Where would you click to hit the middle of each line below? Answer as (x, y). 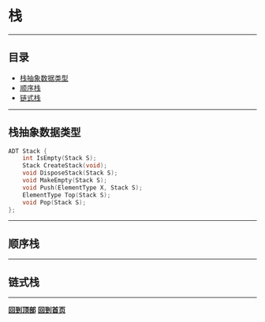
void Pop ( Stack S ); (54, 202)
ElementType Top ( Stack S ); (67, 195)
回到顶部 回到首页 (37, 310)
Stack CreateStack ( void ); (65, 166)
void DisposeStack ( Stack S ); (70, 173)
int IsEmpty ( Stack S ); (60, 159)
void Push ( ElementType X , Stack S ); (83, 187)
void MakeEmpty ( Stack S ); (65, 181)
